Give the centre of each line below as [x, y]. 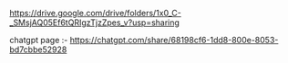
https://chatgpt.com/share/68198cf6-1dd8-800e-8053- [174, 40]
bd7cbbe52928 [38, 49]
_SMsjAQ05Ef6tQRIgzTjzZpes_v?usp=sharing [95, 22]
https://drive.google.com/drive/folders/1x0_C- [96, 13]
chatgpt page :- [39, 40]
